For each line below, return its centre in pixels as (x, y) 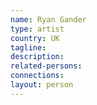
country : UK (35, 38)
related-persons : (46, 66)
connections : (37, 76)
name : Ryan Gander (48, 19)
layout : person (42, 85)
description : (37, 57)
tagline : (28, 47)
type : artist (37, 29)
